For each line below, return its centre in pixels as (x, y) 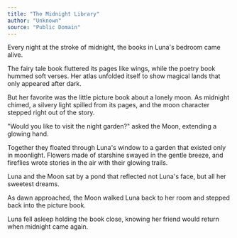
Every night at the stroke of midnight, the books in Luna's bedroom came (114, 48)
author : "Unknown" (34, 21)
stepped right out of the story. (51, 113)
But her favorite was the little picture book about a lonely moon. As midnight (118, 97)
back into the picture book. (47, 205)
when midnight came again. (48, 227)
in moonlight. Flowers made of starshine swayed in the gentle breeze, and (115, 155)
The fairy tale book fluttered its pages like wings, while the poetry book (111, 69)
